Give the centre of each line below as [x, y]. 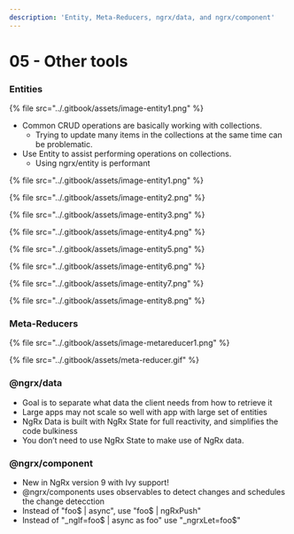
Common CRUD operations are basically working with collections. [142, 126]
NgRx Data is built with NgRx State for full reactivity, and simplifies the [150, 421]
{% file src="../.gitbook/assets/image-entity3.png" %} [107, 215]
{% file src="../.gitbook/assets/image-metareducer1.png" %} [120, 343]
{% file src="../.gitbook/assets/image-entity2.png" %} [107, 198]
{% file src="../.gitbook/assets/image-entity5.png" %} [107, 249]
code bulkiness [50, 430]
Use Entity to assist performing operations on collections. [127, 154]
